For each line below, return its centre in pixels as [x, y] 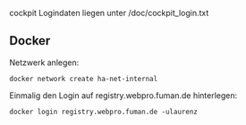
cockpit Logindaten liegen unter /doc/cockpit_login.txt [109, 13]
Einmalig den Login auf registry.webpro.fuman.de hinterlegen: [123, 95]
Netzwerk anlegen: [44, 62]
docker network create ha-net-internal [84, 79]
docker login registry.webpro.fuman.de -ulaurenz [104, 112]
